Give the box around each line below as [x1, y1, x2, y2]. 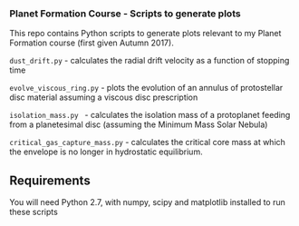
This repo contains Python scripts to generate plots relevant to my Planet [9, 28, 282, 39]
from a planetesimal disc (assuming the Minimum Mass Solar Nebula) [9, 119, 268, 130]
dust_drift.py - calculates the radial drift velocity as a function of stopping [9, 55, 290, 66]
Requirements [9, 172, 91, 188]
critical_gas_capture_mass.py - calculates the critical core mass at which [9, 137, 285, 148]
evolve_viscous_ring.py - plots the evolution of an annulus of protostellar [9, 83, 284, 93]
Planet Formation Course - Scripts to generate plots [9, 7, 242, 20]
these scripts [9, 207, 59, 218]
